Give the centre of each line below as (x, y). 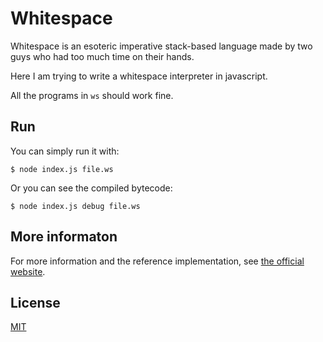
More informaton (64, 237)
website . (28, 271)
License (35, 302)
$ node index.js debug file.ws (75, 206)
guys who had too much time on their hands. (102, 56)
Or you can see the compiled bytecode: (91, 188)
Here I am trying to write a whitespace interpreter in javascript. (139, 76)
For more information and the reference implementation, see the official (157, 261)
